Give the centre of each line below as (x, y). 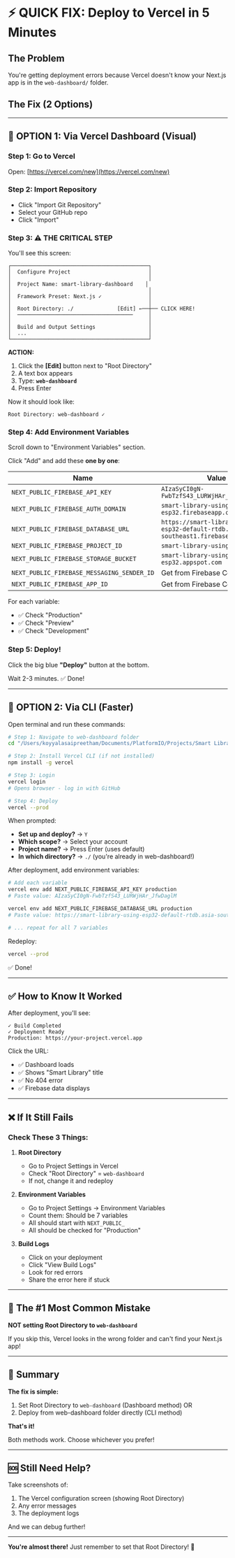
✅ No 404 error (40, 1080)
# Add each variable (38, 883)
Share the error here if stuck (69, 1280)
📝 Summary (34, 1375)
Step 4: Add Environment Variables (69, 432)
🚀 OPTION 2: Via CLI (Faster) (71, 708)
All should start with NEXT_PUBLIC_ (76, 1223)
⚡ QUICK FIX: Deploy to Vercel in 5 (109, 13)
